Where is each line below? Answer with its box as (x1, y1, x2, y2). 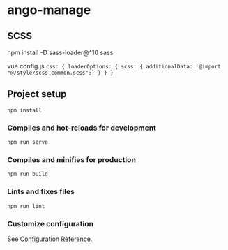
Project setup (7, 88, 68, 100)
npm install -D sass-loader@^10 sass (7, 48, 114, 57)
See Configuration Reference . (7, 235, 93, 243)
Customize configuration (7, 219, 94, 228)
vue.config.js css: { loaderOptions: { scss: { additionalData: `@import (7, 62, 221, 70)
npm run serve (7, 139, 49, 146)
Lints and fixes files (7, 187, 75, 197)
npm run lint (7, 203, 45, 209)
